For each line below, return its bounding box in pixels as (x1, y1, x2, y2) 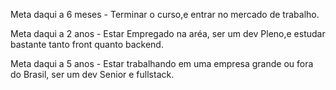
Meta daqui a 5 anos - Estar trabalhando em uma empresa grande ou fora (10, 58, 314, 69)
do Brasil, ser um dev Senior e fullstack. (10, 69, 175, 80)
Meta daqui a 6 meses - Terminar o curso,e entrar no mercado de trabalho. (10, 9, 320, 20)
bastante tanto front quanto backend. (10, 39, 164, 50)
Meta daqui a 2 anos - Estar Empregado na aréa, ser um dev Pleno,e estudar (10, 28, 326, 39)
